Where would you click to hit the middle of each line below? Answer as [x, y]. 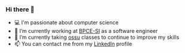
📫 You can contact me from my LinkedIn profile [73, 44]
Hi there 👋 [20, 9]
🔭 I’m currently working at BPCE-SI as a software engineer [86, 31]
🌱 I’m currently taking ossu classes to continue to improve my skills [97, 37]
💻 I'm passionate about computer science [66, 22]
